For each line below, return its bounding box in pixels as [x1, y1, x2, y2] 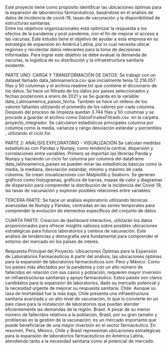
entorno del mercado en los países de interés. [5, 238, 100, 244]
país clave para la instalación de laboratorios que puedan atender [5, 301, 140, 307]
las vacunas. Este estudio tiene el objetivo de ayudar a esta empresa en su [5, 36, 159, 42]
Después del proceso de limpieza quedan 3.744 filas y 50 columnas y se [5, 109, 155, 115]
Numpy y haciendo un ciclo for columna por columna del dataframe [5, 156, 144, 161]
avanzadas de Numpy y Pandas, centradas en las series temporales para [5, 203, 155, 208]
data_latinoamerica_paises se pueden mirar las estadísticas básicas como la [5, 161, 162, 167]
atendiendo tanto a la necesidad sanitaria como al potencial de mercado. [5, 338, 155, 344]
